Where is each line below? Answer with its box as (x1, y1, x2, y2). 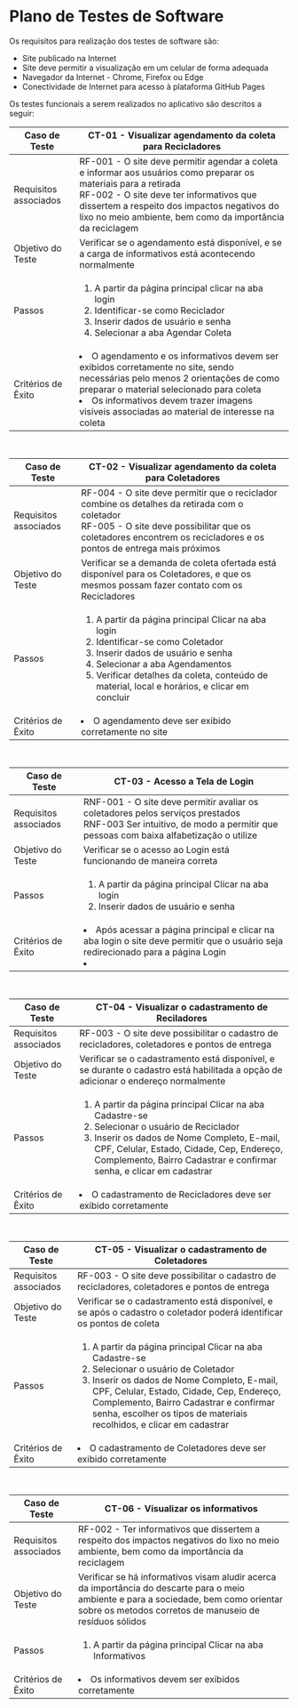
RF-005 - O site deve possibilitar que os (81, 520, 251, 532)
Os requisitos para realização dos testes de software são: (9, 36, 220, 46)
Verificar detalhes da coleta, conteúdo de (96, 669, 269, 681)
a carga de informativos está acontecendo (79, 247, 255, 260)
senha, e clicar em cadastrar (94, 1164, 213, 1177)
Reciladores (156, 1011, 208, 1024)
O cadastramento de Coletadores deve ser (89, 1441, 267, 1454)
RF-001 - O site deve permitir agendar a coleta (79, 155, 278, 167)
